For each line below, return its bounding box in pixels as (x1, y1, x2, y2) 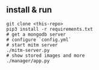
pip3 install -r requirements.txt (6, 26, 94, 32)
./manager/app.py (6, 57, 50, 64)
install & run (6, 5, 53, 15)
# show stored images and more (6, 52, 85, 59)
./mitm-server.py (6, 47, 50, 53)
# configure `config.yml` (6, 36, 71, 43)
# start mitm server (6, 42, 59, 48)
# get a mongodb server (6, 31, 66, 37)
